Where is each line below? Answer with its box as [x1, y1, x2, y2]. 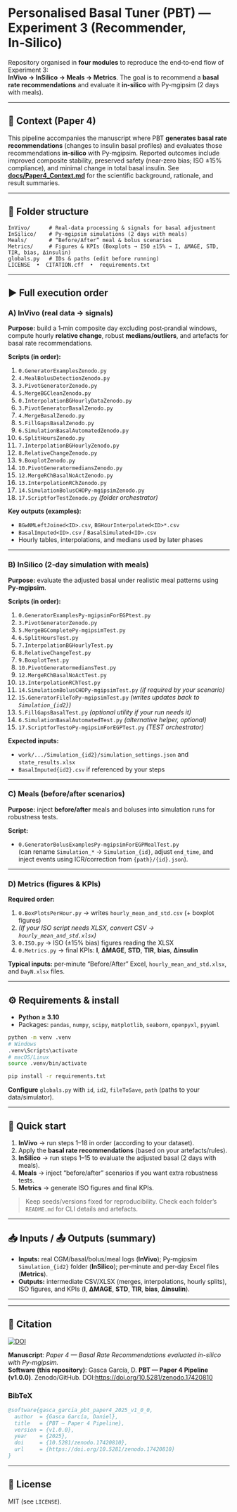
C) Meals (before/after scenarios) [8, 789, 125, 799]
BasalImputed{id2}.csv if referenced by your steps [18, 765, 165, 774]
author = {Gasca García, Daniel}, [14, 1413, 119, 1420]
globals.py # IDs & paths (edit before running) [8, 255, 160, 262]
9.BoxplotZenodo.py [18, 458, 76, 465]
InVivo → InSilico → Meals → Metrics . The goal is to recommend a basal [8, 73, 219, 82]
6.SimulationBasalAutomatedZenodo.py [18, 427, 129, 434]
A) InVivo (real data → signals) [8, 308, 113, 317]
